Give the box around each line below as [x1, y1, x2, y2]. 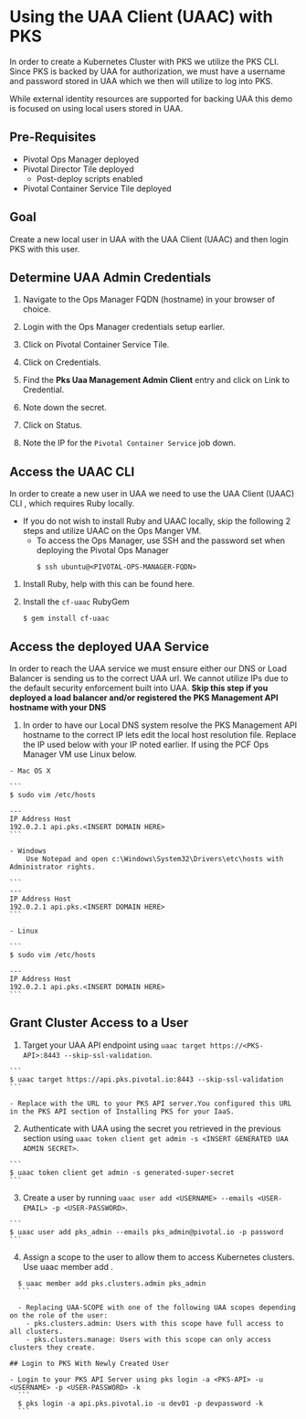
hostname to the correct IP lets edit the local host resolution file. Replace [22, 730, 297, 740]
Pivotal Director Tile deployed [22, 163, 134, 175]
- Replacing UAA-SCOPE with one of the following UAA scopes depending [17, 1303, 297, 1312]
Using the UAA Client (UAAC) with [9, 6, 273, 27]
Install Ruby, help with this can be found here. [22, 579, 195, 590]
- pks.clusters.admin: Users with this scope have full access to [26, 1318, 284, 1328]
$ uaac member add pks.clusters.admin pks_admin [17, 1278, 206, 1288]
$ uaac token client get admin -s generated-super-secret [9, 1168, 235, 1177]
